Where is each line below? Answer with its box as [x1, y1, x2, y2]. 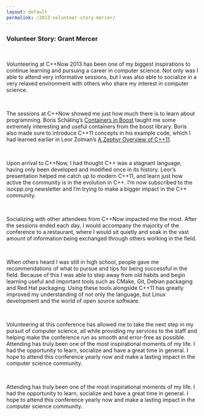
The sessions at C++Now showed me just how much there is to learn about [6, 110, 195, 117]
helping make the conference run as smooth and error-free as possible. [6, 333, 186, 341]
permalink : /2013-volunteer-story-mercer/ [6, 15, 116, 21]
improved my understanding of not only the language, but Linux [6, 291, 166, 298]
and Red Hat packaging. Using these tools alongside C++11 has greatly [6, 284, 184, 291]
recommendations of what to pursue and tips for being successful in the [6, 264, 188, 272]
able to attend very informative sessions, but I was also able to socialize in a [6, 73, 197, 80]
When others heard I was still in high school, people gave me [6, 258, 160, 266]
